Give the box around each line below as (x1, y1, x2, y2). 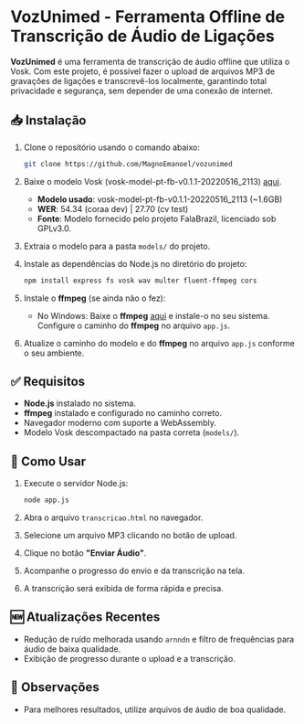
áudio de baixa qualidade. (23, 643, 121, 655)
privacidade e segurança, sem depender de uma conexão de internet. (10, 85, 273, 96)
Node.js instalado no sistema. (23, 398, 136, 409)
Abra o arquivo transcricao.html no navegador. (23, 512, 204, 523)
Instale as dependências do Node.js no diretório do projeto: (23, 258, 247, 269)
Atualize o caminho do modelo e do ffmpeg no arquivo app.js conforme (23, 337, 295, 348)
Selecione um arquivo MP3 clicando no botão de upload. (23, 530, 237, 540)
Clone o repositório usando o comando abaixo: (23, 142, 200, 153)
